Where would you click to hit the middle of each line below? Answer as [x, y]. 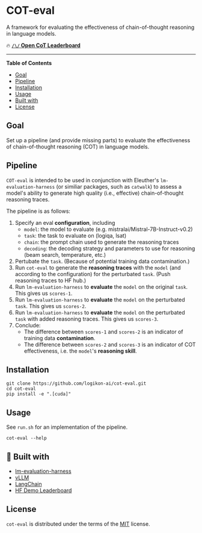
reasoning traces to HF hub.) [50, 280]
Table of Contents [29, 63]
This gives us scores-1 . [44, 293]
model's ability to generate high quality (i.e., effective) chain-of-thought [95, 193]
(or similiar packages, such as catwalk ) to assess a [119, 186]
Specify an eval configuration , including [65, 222]
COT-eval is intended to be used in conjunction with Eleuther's [83, 180]
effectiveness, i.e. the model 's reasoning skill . [80, 351]
